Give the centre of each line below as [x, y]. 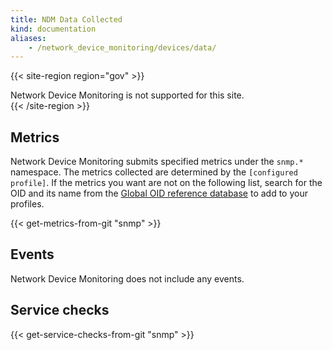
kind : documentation [53, 29]
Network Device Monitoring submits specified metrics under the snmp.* [157, 162]
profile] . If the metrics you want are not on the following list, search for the [166, 183]
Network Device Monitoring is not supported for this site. [127, 95]
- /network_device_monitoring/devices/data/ [122, 47]
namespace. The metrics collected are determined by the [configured [154, 172]
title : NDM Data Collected [66, 19]
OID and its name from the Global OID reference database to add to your [159, 193]
